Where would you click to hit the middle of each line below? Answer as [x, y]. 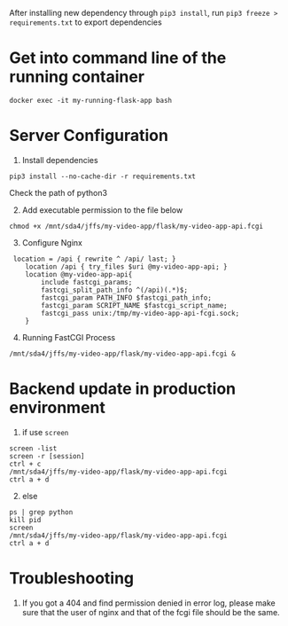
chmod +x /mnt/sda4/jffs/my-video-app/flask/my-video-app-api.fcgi [136, 226]
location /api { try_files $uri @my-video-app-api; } [126, 266]
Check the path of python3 [58, 192]
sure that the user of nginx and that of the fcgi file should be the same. [151, 612]
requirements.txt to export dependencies [86, 22]
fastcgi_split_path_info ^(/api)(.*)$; [115, 290]
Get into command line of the [118, 58]
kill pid [25, 520]
